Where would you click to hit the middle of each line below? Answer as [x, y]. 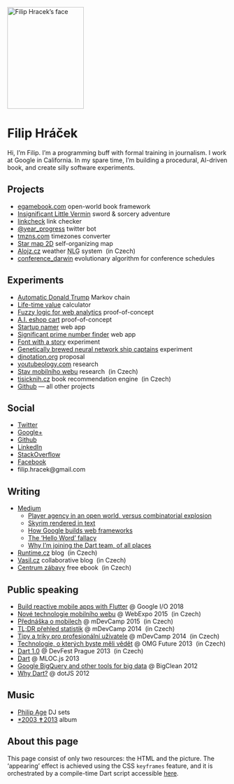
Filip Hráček [43, 133]
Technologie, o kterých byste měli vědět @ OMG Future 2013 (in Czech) [121, 644]
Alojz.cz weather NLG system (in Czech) [76, 251]
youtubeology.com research [58, 364]
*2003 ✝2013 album [47, 719]
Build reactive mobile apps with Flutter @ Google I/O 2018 [100, 607]
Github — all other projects [56, 386]
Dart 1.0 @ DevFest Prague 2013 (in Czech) [80, 651]
